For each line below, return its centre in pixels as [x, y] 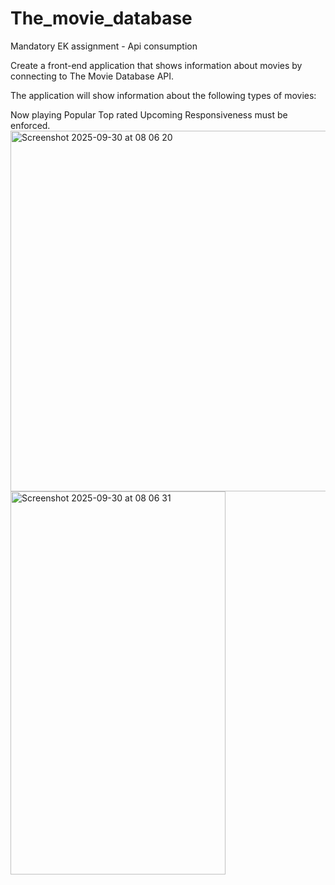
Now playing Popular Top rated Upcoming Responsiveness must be [149, 114]
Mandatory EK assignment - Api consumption [104, 46]
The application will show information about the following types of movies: [163, 95]
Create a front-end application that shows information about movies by [156, 65]
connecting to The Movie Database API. [92, 76]
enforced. [30, 125]
